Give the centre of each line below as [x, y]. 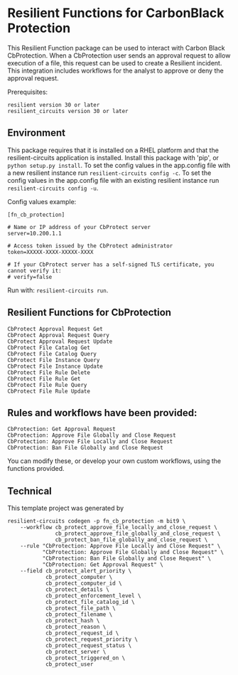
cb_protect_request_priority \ [92, 639]
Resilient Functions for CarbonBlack [116, 13]
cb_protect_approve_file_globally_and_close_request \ [138, 534]
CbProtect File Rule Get [44, 378]
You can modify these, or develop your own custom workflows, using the [114, 461]
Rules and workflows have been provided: [102, 413]
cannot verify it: [34, 271]
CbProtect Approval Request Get [55, 329]
